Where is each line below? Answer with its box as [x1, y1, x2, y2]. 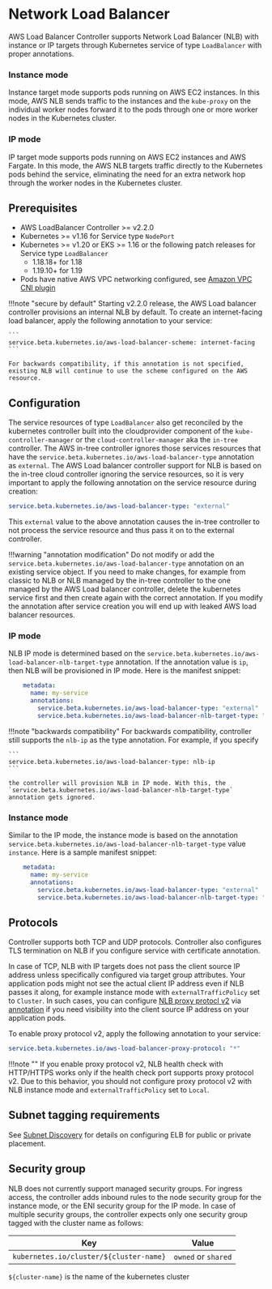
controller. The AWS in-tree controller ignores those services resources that [8, 443, 261, 454]
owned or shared [173, 1251, 232, 1262]
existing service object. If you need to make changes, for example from [8, 567, 246, 577]
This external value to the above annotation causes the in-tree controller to [8, 517, 261, 527]
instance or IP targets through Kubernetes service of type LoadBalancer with [8, 40, 262, 49]
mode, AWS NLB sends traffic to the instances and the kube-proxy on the [8, 96, 251, 106]
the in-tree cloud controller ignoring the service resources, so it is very [8, 469, 244, 479]
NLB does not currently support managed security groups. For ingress [8, 1184, 243, 1193]
